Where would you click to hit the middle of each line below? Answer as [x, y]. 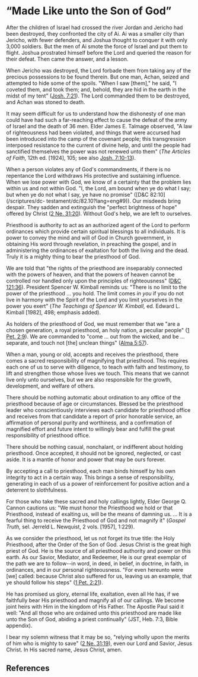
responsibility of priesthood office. [48, 435]
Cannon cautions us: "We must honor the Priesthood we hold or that [90, 508]
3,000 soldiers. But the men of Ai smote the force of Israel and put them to [97, 46]
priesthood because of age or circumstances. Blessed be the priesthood [95, 404]
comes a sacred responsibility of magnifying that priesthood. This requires [97, 360]
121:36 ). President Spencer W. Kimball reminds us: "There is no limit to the [97, 287]
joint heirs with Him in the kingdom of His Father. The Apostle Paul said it [95, 606]
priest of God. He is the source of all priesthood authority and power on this [98, 550]
